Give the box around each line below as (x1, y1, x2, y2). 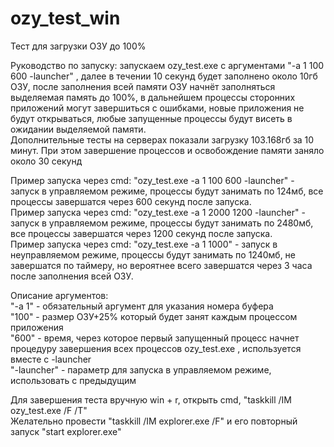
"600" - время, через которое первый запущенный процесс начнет (10, 332, 300, 344)
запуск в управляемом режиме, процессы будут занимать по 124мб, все (10, 185, 324, 197)
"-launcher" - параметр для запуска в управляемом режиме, (10, 363, 272, 376)
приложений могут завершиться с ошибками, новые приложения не (10, 102, 305, 114)
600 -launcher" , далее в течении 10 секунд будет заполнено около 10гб (10, 70, 318, 82)
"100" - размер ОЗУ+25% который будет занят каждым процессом (10, 310, 298, 322)
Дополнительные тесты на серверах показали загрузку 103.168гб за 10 (10, 133, 315, 146)
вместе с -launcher (10, 353, 92, 365)
